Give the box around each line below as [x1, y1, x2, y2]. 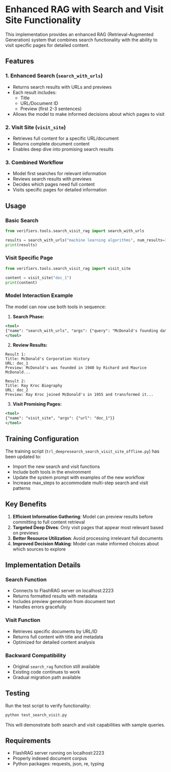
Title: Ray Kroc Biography [5, 383, 63, 388]
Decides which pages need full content [12, 181, 95, 187]
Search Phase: [12, 313, 44, 319]
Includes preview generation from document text [12, 599, 116, 605]
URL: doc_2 [5, 388, 28, 393]
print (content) [5, 280, 38, 285]
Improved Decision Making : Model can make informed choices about [12, 540, 159, 546]
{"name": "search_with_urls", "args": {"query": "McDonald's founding [5, 328, 158, 333]
